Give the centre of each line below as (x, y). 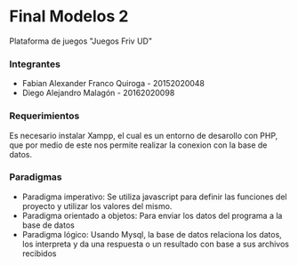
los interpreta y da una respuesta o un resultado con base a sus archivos (155, 244)
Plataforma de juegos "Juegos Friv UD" (81, 41)
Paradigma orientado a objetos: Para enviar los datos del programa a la (152, 215)
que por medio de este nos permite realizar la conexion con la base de (138, 145)
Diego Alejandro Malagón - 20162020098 (98, 93)
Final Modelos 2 (69, 16)
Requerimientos (44, 116)
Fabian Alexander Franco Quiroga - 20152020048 (113, 84)
